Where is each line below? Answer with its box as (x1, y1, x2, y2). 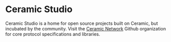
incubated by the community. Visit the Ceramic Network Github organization (5, 25, 166, 31)
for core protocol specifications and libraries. (5, 31, 101, 37)
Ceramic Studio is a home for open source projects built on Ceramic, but (5, 20, 158, 26)
